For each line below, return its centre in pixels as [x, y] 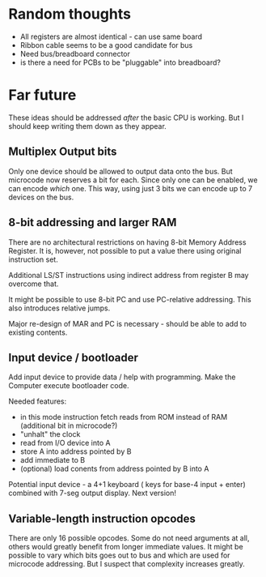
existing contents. [38, 332]
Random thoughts [70, 14]
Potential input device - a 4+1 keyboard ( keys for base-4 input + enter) [127, 485]
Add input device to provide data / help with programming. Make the [122, 377]
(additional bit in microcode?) [69, 425]
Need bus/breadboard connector [75, 53]
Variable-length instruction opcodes [102, 518]
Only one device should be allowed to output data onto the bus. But [120, 171]
